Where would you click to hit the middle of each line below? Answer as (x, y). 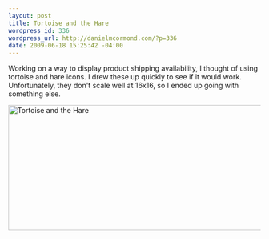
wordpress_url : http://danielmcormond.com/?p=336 (93, 38)
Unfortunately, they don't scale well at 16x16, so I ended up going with (124, 86)
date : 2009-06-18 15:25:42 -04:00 (66, 46)
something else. (35, 94)
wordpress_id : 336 (39, 30)
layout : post (30, 16)
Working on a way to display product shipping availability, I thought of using (133, 68)
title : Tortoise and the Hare (59, 23)
